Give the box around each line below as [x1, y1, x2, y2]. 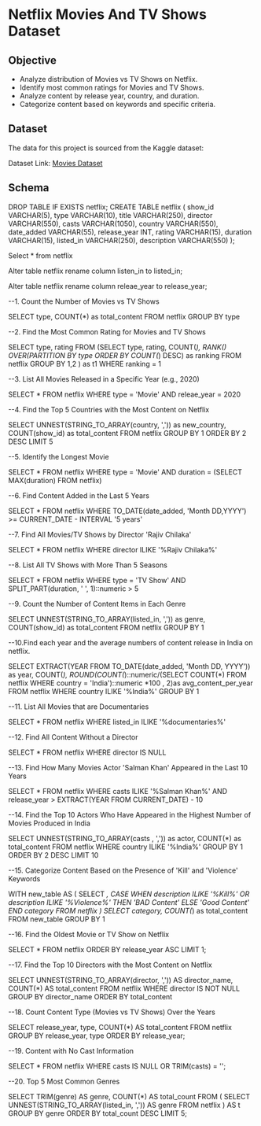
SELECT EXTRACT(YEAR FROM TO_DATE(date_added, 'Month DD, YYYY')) [8, 661, 251, 670]
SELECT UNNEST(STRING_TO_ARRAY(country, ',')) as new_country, [8, 419, 226, 430]
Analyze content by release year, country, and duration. [19, 91, 200, 100]
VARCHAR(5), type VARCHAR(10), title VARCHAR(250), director [8, 210, 213, 220]
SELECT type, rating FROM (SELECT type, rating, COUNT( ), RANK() [8, 342, 227, 352]
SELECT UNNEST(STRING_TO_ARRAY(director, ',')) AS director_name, [8, 975, 233, 984]
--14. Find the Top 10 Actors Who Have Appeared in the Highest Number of [8, 810, 252, 819]
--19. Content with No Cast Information [8, 1046, 134, 1055]
